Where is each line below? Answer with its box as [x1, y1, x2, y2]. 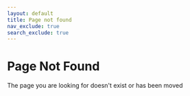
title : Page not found [7, 16, 72, 23]
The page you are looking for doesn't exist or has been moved [7, 82, 183, 90]
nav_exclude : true [7, 23, 60, 29]
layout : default [7, 10, 54, 17]
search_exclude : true [7, 29, 69, 36]
